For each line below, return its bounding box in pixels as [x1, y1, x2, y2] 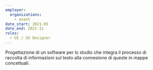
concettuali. [5, 60, 30, 66]
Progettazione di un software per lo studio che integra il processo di [5, 49, 146, 55]
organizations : [10, 12, 42, 17]
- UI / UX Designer [10, 36, 51, 41]
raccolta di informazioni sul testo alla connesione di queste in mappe [5, 54, 148, 60]
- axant [14, 17, 30, 22]
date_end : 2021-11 [5, 26, 44, 31]
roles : [5, 31, 19, 36]
